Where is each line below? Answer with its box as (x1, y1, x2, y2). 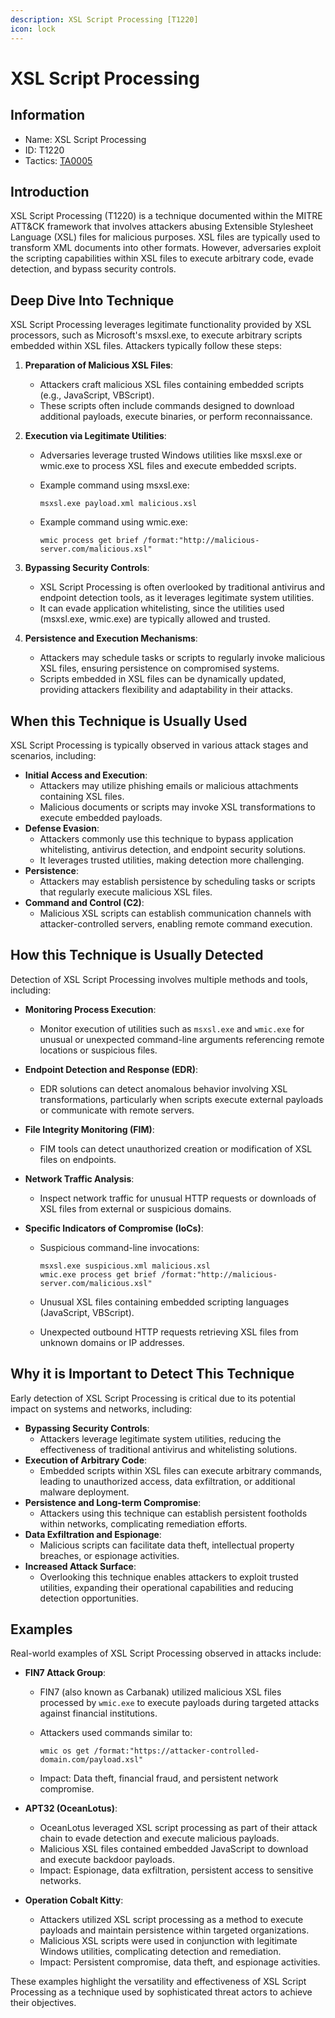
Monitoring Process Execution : (24, 1003, 157, 1015)
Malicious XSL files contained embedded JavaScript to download (39, 1843, 309, 1855)
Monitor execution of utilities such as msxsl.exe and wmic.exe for (39, 1022, 305, 1035)
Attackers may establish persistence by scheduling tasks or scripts (39, 875, 316, 887)
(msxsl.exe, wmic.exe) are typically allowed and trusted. (39, 613, 271, 625)
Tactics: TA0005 (24, 154, 93, 166)
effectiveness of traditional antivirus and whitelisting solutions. (39, 1443, 298, 1455)
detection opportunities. (39, 1592, 140, 1604)
